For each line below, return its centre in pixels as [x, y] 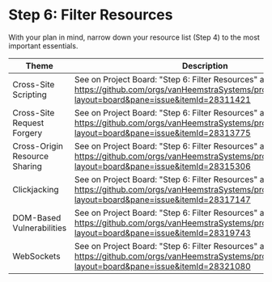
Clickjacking [36, 189]
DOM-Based [37, 217]
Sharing [28, 166]
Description [205, 65]
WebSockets [36, 256]
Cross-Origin [38, 145]
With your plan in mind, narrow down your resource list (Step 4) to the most [134, 37]
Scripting [30, 95]
